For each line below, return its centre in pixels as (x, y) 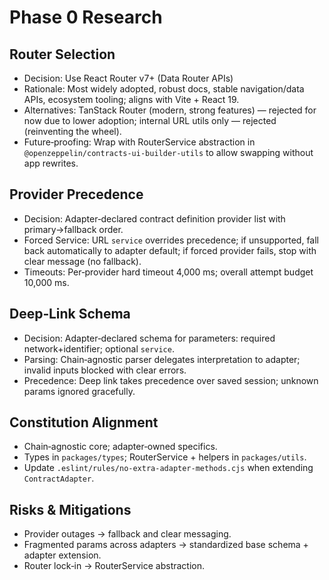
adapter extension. (62, 555)
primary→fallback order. (73, 229)
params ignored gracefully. (79, 391)
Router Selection (62, 54)
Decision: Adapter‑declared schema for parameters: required (149, 338)
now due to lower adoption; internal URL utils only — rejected (150, 120)
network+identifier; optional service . (99, 348)
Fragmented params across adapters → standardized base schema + (166, 545)
